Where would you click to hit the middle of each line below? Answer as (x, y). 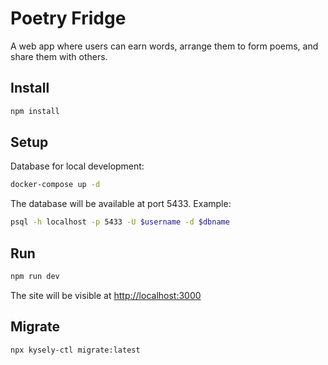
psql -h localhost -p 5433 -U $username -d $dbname (120, 222)
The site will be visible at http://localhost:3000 (106, 295)
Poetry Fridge (68, 18)
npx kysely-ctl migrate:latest (75, 350)
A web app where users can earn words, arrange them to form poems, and (164, 46)
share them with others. (59, 56)
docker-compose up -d (55, 185)
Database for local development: (77, 166)
